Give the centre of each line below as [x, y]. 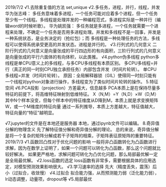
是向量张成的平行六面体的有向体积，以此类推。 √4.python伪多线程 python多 [82, 57]
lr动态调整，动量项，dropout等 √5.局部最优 [49, 179]
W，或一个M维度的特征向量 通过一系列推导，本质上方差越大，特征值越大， [81, 106]
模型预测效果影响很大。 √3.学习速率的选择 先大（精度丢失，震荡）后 [87, 167]
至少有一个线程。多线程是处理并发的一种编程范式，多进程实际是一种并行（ [81, 20]
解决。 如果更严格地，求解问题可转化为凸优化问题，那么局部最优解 [81, 154]
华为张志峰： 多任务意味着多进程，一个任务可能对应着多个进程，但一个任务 [82, 13]
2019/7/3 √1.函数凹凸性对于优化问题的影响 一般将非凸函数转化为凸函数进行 [81, 142]
